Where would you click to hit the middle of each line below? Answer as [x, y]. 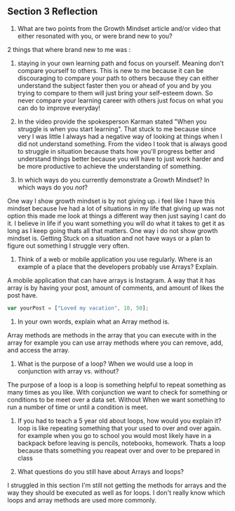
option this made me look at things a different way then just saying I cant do [117, 215]
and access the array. [39, 350]
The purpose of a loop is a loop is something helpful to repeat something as [117, 385]
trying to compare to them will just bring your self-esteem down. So [115, 93]
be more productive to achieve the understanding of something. [109, 166]
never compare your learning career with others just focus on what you [120, 100]
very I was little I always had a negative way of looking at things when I [120, 136]
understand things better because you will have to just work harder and [121, 159]
